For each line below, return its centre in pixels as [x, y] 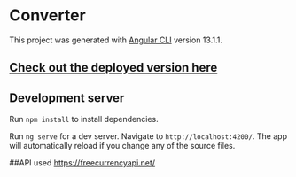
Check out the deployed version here [113, 68]
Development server [67, 98]
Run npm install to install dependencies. [84, 119]
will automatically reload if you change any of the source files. [122, 146]
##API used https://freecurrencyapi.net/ [82, 163]
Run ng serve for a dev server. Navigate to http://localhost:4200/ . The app [148, 136]
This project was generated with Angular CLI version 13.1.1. [116, 40]
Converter [47, 15]
